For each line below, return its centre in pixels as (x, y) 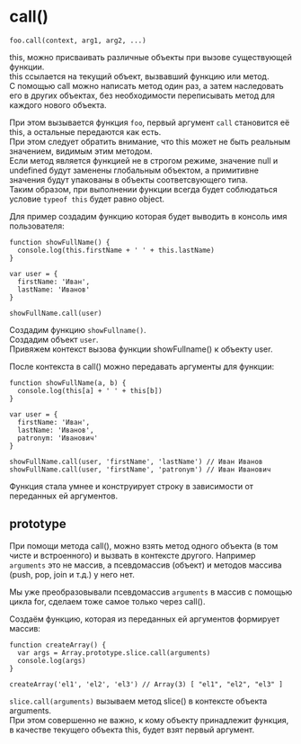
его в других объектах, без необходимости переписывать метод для (142, 95)
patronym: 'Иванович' (58, 438)
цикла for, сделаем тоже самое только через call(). (107, 601)
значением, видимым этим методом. (81, 151)
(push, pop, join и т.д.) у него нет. (72, 574)
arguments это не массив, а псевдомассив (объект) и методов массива (146, 565)
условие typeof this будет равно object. (87, 199)
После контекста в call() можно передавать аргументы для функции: (142, 366)
